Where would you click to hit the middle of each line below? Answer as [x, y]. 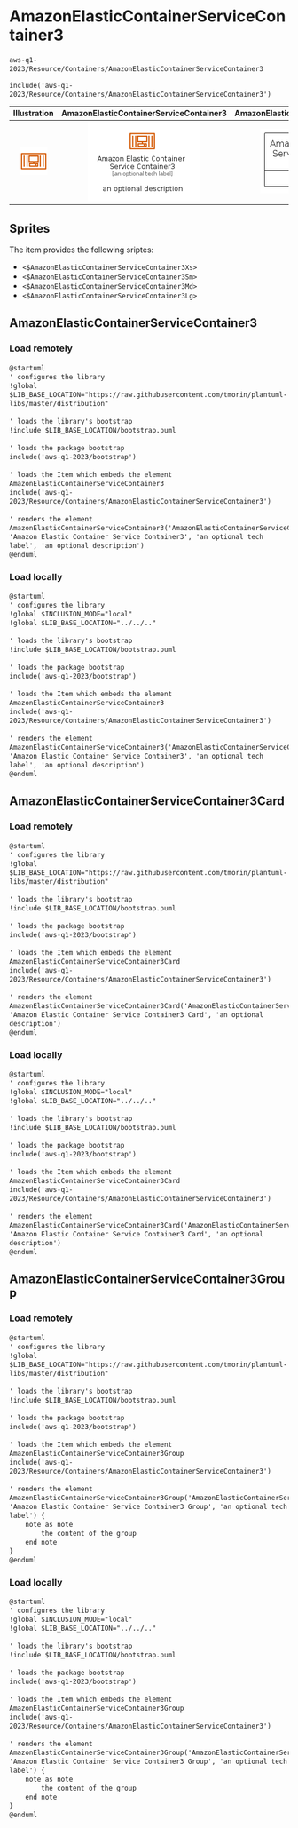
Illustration [34, 114]
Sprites [30, 228]
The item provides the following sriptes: [82, 250]
